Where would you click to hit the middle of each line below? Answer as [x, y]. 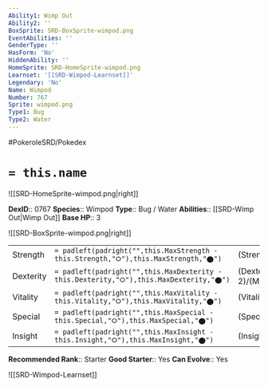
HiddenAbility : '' [39, 61]
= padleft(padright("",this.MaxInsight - [134, 332]
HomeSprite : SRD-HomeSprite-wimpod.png [75, 68]
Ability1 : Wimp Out [41, 16]
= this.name [48, 173]
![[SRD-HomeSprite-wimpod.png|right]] [73, 193]
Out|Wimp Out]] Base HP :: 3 [55, 217]
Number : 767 [28, 97]
